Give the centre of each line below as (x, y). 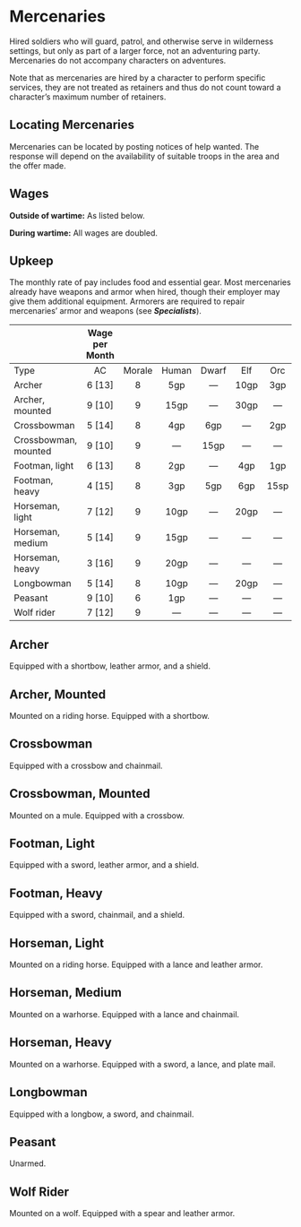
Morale (138, 371)
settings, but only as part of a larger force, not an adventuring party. (135, 50)
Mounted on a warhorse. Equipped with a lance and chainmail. (125, 1014)
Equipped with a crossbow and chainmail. (86, 765)
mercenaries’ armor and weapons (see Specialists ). (105, 311)
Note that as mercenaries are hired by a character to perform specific (138, 77)
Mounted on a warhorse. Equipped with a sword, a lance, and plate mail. (142, 1064)
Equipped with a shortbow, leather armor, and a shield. (110, 666)
